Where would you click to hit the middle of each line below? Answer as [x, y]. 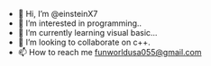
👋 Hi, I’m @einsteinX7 [58, 14]
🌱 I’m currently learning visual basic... [87, 33]
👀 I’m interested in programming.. [80, 23]
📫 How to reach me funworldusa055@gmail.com [110, 52]
